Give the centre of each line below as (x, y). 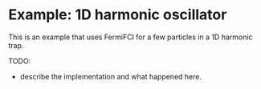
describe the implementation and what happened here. (111, 76)
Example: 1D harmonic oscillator (118, 15)
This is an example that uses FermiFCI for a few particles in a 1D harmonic (130, 37)
